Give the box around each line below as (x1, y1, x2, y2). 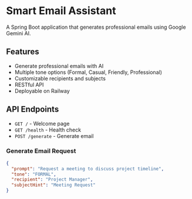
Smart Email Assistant (6, 4, 116, 18)
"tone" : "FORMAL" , (11, 171, 57, 177)
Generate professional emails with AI (14, 62, 104, 69)
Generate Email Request (6, 147, 76, 155)
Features (6, 47, 39, 57)
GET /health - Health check (14, 126, 81, 133)
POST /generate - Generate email (14, 132, 94, 139)
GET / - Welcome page (14, 120, 70, 127)
